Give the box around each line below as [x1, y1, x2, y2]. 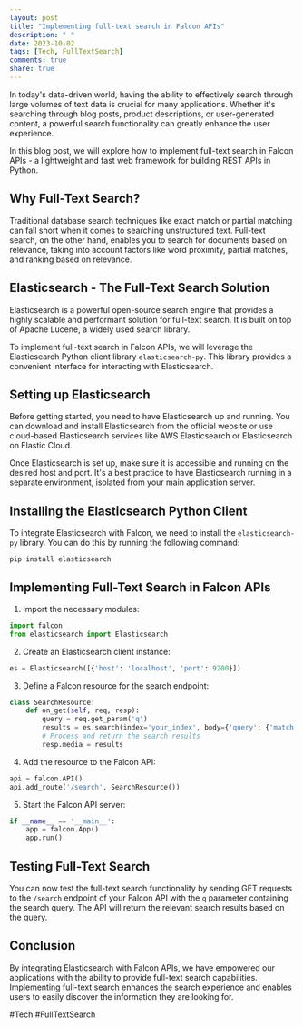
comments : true [9, 55, 67, 65]
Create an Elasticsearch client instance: [22, 646, 171, 657]
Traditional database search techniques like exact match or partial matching [9, 215, 293, 226]
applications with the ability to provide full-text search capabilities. [9, 972, 259, 982]
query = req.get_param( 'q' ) [42, 715, 148, 724]
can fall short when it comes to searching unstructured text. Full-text [9, 225, 266, 236]
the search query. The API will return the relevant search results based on [9, 902, 285, 912]
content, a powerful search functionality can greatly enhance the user [9, 117, 270, 128]
